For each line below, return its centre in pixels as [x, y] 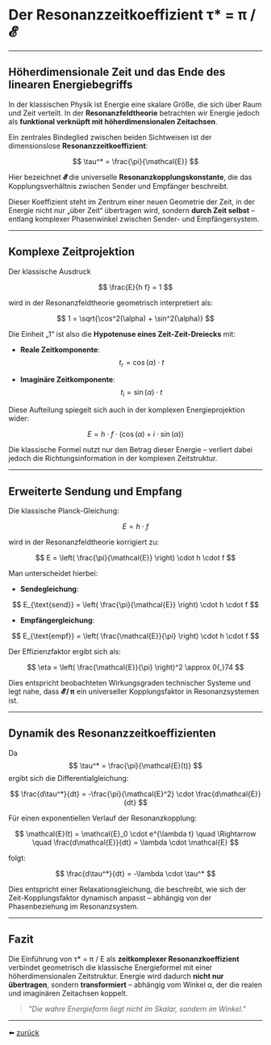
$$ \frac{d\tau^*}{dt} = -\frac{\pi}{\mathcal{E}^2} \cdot [102, 794]
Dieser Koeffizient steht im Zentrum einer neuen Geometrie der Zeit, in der [132, 201]
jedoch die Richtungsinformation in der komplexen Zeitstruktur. [113, 459]
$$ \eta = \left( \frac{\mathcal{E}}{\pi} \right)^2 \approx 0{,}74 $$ [135, 667]
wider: [19, 418]
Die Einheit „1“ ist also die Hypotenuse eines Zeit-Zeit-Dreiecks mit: [122, 334]
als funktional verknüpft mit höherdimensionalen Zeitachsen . [113, 121]
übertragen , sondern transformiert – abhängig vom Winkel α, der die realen [135, 984]
